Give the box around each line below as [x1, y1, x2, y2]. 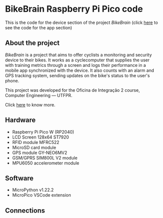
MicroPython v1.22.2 [12, 187, 54, 193]
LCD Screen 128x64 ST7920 [12, 134, 69, 140]
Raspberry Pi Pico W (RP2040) [12, 129, 75, 135]
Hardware [5, 116, 36, 124]
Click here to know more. [5, 101, 56, 108]
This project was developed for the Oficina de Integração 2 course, [5, 87, 140, 93]
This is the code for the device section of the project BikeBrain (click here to [5, 20, 158, 25]
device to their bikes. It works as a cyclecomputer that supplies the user [5, 57, 150, 63]
